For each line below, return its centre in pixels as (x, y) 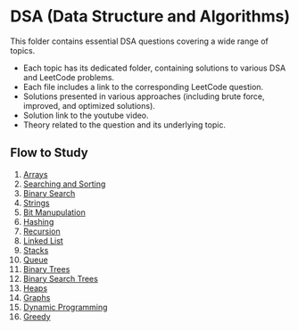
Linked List (43, 240)
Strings (36, 203)
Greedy (37, 316)
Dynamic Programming (65, 307)
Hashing (38, 221)
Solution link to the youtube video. (86, 115)
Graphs (37, 297)
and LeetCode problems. (69, 77)
